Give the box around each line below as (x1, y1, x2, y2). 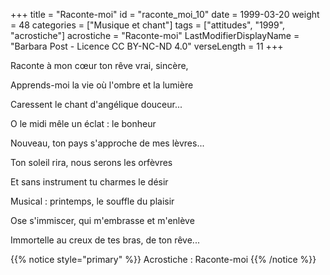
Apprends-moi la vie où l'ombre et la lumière (10, 79, 194, 91)
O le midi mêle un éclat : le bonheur (10, 118, 157, 129)
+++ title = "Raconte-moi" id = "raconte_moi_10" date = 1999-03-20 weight (10, 9, 320, 20)
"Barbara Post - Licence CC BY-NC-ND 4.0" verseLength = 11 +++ (10, 40, 284, 52)
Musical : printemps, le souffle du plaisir (10, 195, 175, 207)
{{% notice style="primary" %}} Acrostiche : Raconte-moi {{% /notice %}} (10, 254, 317, 265)
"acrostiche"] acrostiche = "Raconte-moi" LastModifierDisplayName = (10, 30, 300, 41)
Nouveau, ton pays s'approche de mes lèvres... (10, 137, 205, 149)
